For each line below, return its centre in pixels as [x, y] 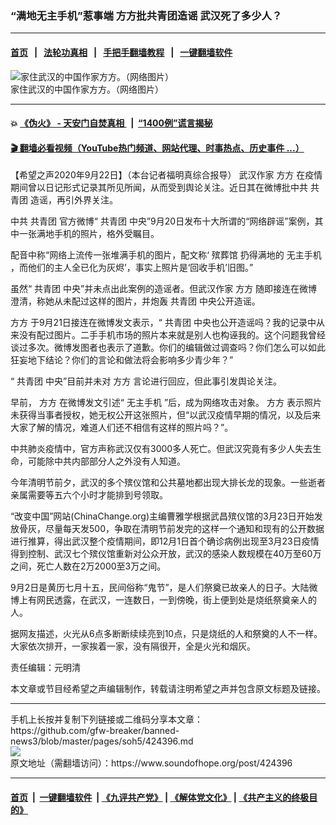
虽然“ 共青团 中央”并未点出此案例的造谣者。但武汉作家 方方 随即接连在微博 [164, 289]
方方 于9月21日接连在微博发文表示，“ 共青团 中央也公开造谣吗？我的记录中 [163, 323]
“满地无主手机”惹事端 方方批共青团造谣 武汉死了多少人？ [146, 15]
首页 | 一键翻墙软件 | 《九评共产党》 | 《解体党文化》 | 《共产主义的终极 [160, 797]
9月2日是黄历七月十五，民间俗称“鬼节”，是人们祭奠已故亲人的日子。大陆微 [164, 588]
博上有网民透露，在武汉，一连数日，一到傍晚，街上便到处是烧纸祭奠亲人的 [163, 600]
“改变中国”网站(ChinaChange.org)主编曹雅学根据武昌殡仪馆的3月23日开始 [162, 516]
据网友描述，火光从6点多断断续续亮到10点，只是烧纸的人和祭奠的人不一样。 [166, 634]
